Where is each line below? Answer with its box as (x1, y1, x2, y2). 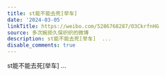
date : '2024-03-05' (7, 16, 64, 23)
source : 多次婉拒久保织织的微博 (7, 29, 89, 36)
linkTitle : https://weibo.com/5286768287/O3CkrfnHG (7, 23, 159, 29)
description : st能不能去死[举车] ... (7, 36, 112, 42)
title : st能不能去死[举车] (7, 10, 77, 17)
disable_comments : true (7, 42, 76, 49)
